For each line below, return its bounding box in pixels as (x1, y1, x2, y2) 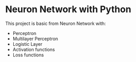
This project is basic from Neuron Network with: (5, 20, 106, 26)
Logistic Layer (12, 41, 42, 47)
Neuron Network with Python (5, 4, 131, 15)
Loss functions (12, 52, 44, 58)
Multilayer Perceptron (12, 36, 59, 42)
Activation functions (12, 46, 55, 52)
